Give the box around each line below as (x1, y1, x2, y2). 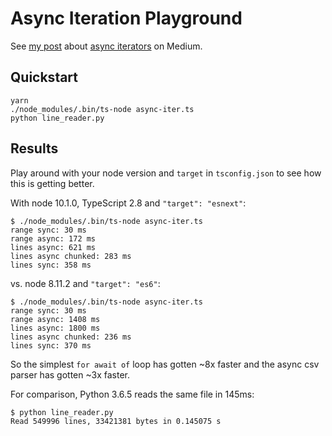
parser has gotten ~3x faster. (10, 368, 131, 381)
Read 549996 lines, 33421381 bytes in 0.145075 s (10, 416, 222, 426)
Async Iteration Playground (10, 7, 243, 30)
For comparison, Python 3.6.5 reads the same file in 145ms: (10, 388, 255, 400)
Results (10, 140, 59, 157)
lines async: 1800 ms (10, 323, 101, 333)
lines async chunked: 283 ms (10, 251, 132, 261)
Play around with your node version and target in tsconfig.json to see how (10, 167, 322, 179)
